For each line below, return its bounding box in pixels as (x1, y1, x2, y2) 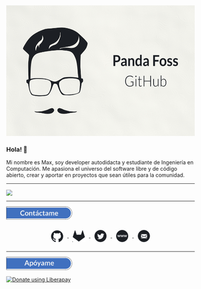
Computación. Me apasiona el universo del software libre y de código (6, 165, 178, 173)
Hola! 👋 (6, 145, 28, 153)
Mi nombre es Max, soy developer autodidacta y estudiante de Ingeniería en (6, 159, 194, 166)
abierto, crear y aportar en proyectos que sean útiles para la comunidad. (6, 171, 185, 179)
